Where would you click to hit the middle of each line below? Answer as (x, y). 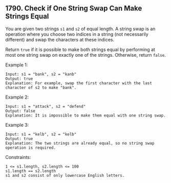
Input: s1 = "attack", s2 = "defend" (46, 106)
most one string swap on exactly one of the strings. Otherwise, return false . (86, 55)
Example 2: (17, 97)
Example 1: (17, 65)
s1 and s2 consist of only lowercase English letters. (65, 175)
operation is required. (31, 148)
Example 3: (17, 125)
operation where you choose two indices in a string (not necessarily (77, 34)
